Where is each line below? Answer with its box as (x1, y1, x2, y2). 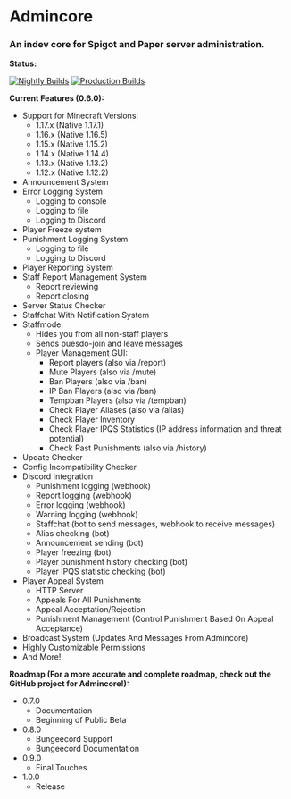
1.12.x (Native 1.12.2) (35, 167, 109, 178)
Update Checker (21, 452, 83, 463)
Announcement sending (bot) (35, 538, 145, 549)
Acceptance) (35, 623, 83, 634)
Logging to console (35, 196, 107, 206)
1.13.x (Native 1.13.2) (35, 158, 109, 169)
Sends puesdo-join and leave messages (35, 338, 183, 349)
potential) (48, 433, 85, 444)
